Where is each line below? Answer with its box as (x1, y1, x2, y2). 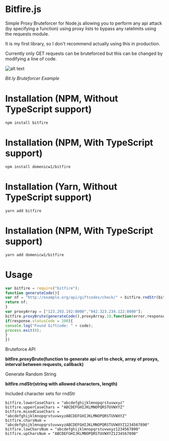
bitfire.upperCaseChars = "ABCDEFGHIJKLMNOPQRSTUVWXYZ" (5, 405, 125, 410)
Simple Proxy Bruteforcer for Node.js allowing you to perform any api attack (5, 20, 162, 26)
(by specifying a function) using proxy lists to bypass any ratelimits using (5, 25, 156, 31)
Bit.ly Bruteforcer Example (5, 75, 59, 81)
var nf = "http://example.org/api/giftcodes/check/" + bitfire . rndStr (5, 295, 156, 300)
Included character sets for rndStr (5, 391, 75, 397)
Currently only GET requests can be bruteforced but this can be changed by (5, 50, 163, 56)
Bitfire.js (5, 4, 42, 15)
